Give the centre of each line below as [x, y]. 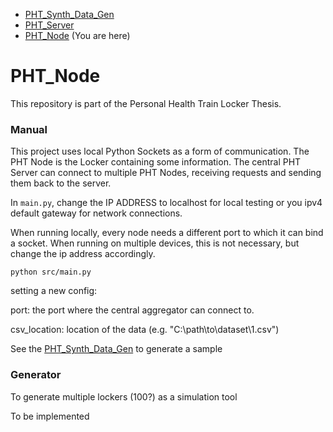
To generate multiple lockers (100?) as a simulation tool [124, 396]
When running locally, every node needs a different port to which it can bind [167, 233]
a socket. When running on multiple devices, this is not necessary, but [155, 243]
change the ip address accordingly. [83, 254]
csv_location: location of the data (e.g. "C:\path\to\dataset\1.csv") [145, 330]
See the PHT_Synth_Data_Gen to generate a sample [116, 349]
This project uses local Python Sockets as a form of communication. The [160, 151]
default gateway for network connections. [96, 213]
